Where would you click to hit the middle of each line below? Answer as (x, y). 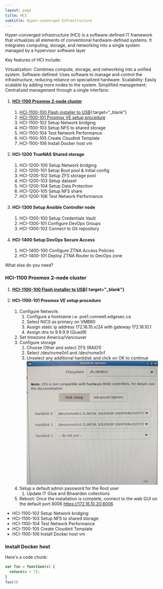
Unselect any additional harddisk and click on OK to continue (88, 358)
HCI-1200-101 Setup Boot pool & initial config (64, 170)
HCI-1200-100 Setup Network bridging (58, 165)
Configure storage (38, 342)
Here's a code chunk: (26, 557)
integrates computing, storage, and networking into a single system (73, 45)
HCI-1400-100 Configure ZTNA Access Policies (67, 250)
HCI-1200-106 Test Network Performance (61, 196)
